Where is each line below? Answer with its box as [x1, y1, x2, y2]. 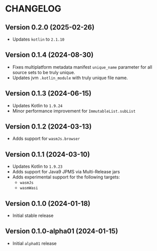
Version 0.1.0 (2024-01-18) [5, 199, 91, 208]
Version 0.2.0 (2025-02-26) [5, 23, 95, 32]
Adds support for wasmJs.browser [12, 136, 80, 142]
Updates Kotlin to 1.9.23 [12, 163, 63, 169]
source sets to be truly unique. [12, 69, 76, 75]
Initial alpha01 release [12, 240, 57, 246]
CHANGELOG [5, 3, 61, 15]
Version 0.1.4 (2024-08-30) [5, 51, 94, 59]
